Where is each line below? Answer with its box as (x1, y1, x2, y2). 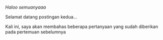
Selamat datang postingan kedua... (5, 14, 77, 19)
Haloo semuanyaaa (5, 4, 46, 10)
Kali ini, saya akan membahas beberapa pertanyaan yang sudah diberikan (5, 23, 158, 29)
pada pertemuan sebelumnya (5, 29, 66, 34)
